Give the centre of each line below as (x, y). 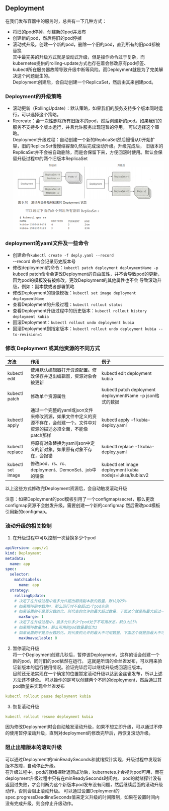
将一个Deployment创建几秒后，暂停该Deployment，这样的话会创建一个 (86, 655)
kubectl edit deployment (126, 373)
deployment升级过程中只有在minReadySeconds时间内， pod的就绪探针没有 (83, 778)
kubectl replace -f (120, 446)
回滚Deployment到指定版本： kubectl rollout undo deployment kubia (84, 329)
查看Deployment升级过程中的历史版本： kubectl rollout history (79, 311)
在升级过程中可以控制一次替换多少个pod (54, 537)
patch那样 (41, 435)
